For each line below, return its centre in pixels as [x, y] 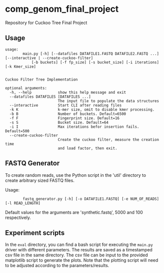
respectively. [18, 218]
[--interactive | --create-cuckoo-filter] [49, 58]
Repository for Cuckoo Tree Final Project [46, 23]
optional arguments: [26, 88]
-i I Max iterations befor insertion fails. [74, 127]
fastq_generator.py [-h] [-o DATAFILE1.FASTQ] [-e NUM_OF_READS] [91, 199]
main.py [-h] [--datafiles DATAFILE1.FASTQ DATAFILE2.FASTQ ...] [91, 54]
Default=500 [17, 131]
